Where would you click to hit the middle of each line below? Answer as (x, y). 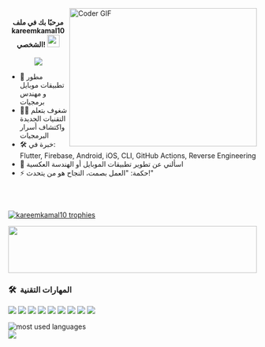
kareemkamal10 (38, 30)
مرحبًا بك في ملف (38, 22)
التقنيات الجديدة (43, 119)
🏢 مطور (31, 77)
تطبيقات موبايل (42, 85)
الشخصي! (31, 44)
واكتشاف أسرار (42, 127)
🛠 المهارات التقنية (40, 290)
